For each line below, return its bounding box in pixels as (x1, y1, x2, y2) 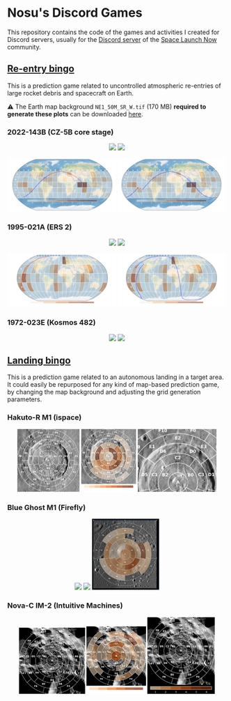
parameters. (7, 395, 42, 403)
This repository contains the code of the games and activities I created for (7, 28, 220, 36)
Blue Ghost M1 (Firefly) (7, 502, 86, 512)
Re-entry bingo (7, 63, 74, 75)
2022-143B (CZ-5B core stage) (7, 127, 114, 137)
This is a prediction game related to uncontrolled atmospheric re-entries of (7, 82, 221, 90)
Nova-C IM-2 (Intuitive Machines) (7, 601, 123, 610)
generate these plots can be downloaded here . (7, 109, 144, 118)
